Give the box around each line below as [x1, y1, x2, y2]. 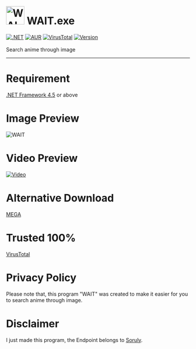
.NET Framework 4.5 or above [6, 91, 78, 98]
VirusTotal [6, 250, 30, 257]
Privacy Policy [6, 271, 77, 284]
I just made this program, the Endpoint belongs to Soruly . [6, 336, 143, 343]
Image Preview [6, 112, 80, 125]
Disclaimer [6, 317, 60, 330]
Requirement [6, 72, 70, 85]
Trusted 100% [6, 231, 76, 244]
